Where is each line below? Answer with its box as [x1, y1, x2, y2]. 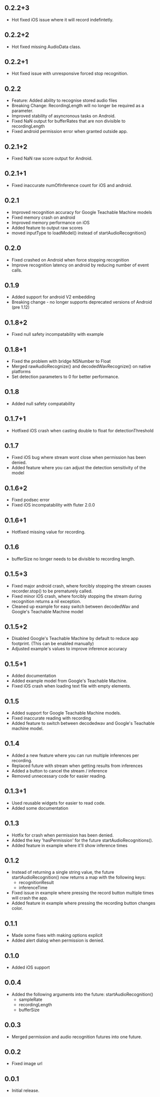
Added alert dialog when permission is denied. [11, 937, 104, 943]
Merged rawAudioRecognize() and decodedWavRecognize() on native [11, 363, 151, 369]
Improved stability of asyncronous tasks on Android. [11, 113, 116, 119]
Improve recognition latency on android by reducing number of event [11, 262, 149, 268]
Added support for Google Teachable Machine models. [11, 710, 121, 716]
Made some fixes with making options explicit [11, 933, 102, 938]
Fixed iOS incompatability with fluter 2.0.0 [11, 502, 95, 508]
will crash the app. [11, 895, 49, 901]
